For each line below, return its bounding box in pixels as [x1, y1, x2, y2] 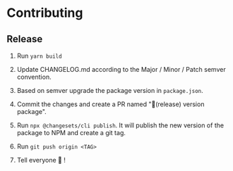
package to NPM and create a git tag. [16, 129, 126, 137]
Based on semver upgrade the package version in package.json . [16, 87, 204, 94]
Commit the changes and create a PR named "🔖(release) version [16, 100, 205, 108]
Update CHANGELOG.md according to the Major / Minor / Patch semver [16, 65, 227, 73]
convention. [16, 72, 52, 81]
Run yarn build [16, 51, 62, 60]
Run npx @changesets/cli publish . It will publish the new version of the [16, 121, 224, 129]
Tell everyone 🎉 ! [16, 156, 66, 164]
